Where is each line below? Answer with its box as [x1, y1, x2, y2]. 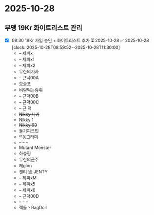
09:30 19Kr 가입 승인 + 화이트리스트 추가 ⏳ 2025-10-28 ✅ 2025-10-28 [11, 38, 149, 43]
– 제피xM [19, 175, 37, 181]
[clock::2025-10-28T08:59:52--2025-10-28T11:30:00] [11, 44, 120, 50]
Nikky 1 [19, 117, 34, 123]
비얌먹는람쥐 [19, 87, 43, 93]
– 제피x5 [19, 181, 36, 187]
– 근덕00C [19, 99, 39, 105]
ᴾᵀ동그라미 [19, 134, 38, 140]
